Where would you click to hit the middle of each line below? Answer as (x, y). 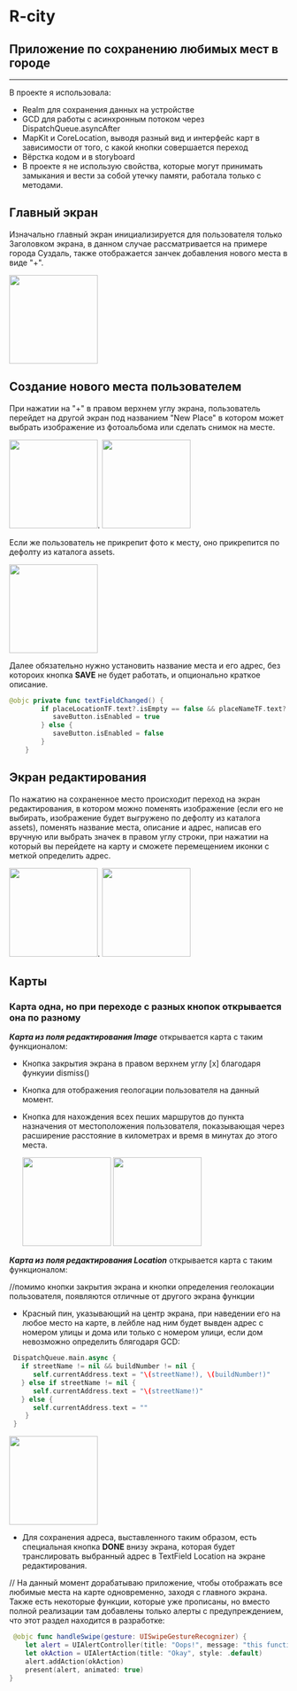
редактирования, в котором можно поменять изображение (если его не (146, 808)
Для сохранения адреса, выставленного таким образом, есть (139, 1538)
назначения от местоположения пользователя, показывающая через (153, 1126)
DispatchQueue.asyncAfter (71, 129)
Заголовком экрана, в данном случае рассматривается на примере (138, 243)
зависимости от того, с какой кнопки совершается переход (135, 147)
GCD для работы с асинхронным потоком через (113, 119)
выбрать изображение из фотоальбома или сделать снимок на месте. (142, 427)
